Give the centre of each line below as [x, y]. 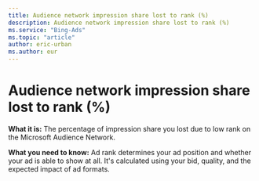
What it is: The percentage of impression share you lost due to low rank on [129, 129]
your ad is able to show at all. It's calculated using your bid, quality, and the [129, 161]
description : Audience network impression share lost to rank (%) [119, 23]
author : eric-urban [40, 45]
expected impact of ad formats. [59, 168]
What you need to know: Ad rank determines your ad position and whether [130, 152]
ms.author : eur [33, 52]
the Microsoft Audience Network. [62, 137]
